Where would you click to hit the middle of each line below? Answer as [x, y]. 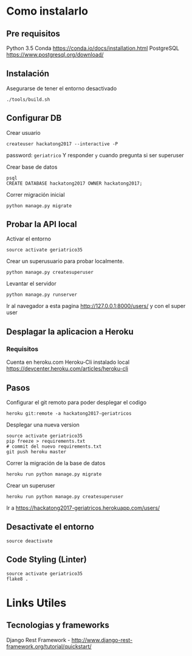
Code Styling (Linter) [46, 560]
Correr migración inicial [36, 194]
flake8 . [17, 579]
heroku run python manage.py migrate [54, 474]
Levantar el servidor [31, 284]
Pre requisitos [33, 34]
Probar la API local [42, 224]
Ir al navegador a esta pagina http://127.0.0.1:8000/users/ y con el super [96, 306]
